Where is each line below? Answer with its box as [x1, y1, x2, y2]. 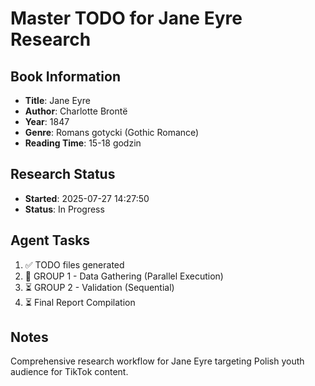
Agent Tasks [10, 232, 91, 249]
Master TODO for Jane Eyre [10, 7, 243, 30]
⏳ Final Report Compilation [24, 296, 136, 308]
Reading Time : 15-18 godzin [24, 137, 142, 149]
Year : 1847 [24, 116, 70, 127]
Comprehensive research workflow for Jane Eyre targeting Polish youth [10, 355, 305, 367]
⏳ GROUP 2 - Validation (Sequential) [24, 281, 175, 293]
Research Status [10, 166, 116, 183]
